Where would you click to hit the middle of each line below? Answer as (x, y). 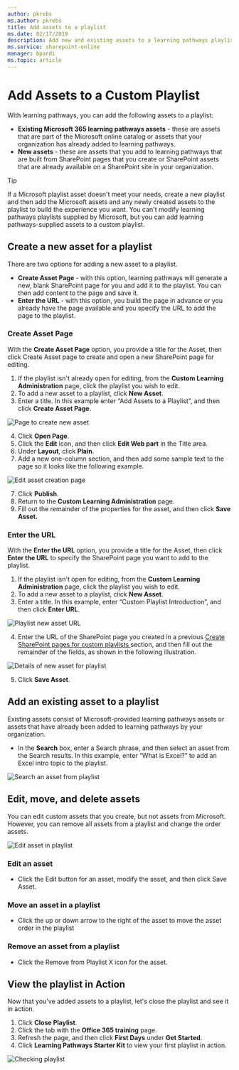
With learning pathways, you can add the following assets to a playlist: (110, 115)
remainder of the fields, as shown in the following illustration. (107, 652)
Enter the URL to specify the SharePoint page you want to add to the (108, 558)
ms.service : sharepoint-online (54, 47)
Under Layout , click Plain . (56, 451)
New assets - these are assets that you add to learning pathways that (120, 151)
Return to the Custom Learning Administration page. (96, 501)
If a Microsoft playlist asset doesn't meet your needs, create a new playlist (116, 194)
